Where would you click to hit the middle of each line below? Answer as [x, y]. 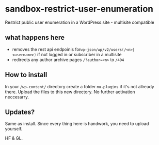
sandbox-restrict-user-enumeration [79, 9]
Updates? [20, 112]
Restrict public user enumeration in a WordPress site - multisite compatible [80, 22]
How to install [26, 75]
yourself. [14, 129]
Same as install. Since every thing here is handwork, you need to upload [77, 124]
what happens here [35, 38]
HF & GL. [14, 138]
